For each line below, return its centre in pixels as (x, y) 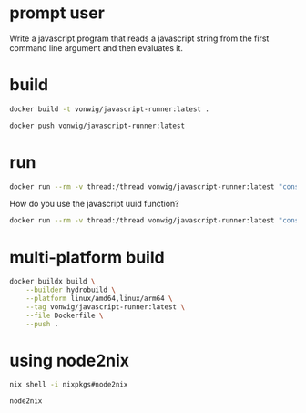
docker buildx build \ (52, 282)
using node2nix (70, 361)
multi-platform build (87, 257)
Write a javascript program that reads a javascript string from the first (139, 38)
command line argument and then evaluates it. (97, 47)
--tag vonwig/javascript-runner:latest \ (105, 307)
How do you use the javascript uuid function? (94, 204)
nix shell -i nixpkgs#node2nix (69, 385)
